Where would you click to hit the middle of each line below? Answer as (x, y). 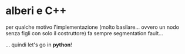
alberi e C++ (36, 11)
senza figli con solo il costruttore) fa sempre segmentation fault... (85, 33)
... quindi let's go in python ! (39, 45)
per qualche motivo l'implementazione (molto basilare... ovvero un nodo (92, 27)
